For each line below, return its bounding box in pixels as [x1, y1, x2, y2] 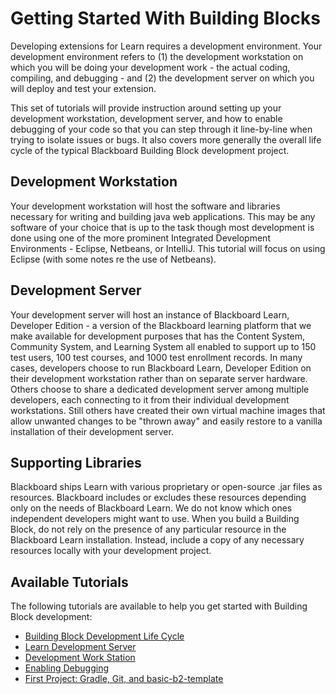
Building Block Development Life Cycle [24, 630, 185, 642]
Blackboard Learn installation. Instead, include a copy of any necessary [10, 534, 305, 546]
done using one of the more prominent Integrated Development [10, 232, 271, 244]
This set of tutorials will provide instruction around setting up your [10, 102, 282, 114]
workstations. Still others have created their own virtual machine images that [10, 404, 326, 416]
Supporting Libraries [10, 454, 142, 471]
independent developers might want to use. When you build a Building [10, 513, 300, 525]
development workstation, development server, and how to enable [10, 112, 283, 124]
